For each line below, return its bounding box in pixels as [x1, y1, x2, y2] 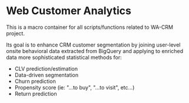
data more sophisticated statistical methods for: [6, 54, 122, 61]
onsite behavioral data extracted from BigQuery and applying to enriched [6, 47, 184, 54]
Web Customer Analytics [6, 4, 131, 18]
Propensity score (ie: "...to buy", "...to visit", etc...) [14, 84, 135, 91]
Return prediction [14, 90, 57, 97]
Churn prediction [14, 78, 56, 85]
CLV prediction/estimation [14, 65, 78, 72]
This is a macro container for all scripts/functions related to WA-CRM [6, 24, 174, 31]
